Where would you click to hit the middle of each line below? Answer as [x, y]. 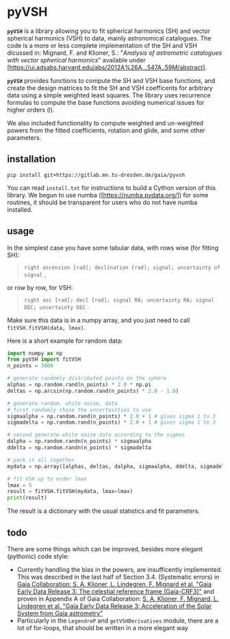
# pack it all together [41, 460]
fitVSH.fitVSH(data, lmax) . [47, 327]
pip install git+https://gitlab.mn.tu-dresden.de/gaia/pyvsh [96, 175]
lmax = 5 [20, 485]
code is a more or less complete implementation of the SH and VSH [102, 45]
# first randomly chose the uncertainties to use [79, 410]
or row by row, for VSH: [40, 287]
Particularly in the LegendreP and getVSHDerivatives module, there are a [118, 620]
